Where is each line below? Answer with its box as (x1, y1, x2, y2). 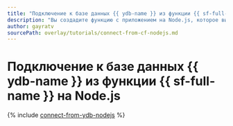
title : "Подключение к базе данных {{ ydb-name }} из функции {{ (7, 10, 200, 17)
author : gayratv (7, 23, 54, 30)
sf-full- (173, 74, 216, 90)
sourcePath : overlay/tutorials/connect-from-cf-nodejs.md (7, 29, 178, 36)
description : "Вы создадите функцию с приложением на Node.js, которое (7, 17, 218, 23)
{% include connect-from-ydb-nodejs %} (7, 111, 126, 119)
